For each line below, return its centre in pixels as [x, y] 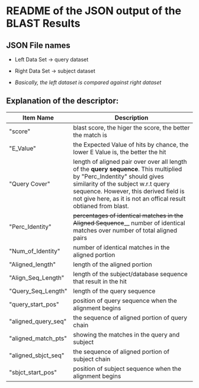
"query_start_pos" [34, 304]
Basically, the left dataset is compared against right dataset [88, 82]
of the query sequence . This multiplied [128, 169]
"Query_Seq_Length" [38, 291]
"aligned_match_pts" [38, 338]
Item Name [38, 118]
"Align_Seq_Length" [37, 277]
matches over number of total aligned [125, 230]
